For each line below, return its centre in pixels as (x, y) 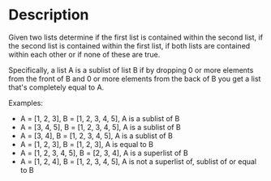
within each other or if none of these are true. (84, 54)
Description (49, 15)
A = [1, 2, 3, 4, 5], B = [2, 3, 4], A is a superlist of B (104, 153)
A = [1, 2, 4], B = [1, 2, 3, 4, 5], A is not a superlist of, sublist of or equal (138, 161)
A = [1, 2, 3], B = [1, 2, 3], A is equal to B (87, 144)
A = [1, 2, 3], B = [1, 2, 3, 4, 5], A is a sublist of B (100, 118)
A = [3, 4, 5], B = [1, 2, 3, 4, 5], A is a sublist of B (100, 127)
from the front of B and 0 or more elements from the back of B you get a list (135, 78)
